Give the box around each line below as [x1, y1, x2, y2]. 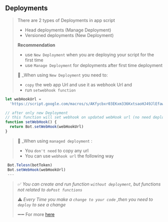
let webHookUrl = [5, 96, 41, 101]
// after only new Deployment [5, 110, 68, 115]
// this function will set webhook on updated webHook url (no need [5, 115, 151, 120]
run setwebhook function [24, 87, 76, 93]
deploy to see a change [17, 201, 66, 207]
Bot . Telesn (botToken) [7, 162, 52, 167]
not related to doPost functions [17, 186, 82, 192]
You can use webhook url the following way [24, 152, 114, 159]
